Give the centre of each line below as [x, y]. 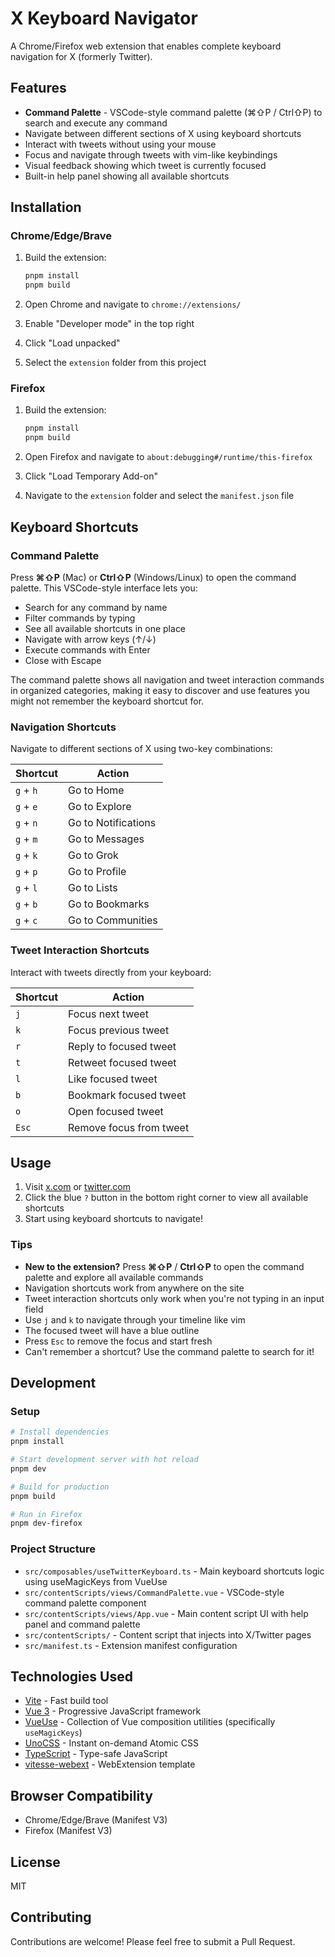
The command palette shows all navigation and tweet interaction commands [167, 679]
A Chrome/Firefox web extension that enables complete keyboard [146, 46]
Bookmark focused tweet [127, 1095]
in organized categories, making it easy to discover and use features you [160, 690]
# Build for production [60, 1487]
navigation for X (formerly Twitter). [81, 56]
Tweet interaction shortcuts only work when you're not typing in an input [174, 1298]
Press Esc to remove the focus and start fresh [118, 1341]
